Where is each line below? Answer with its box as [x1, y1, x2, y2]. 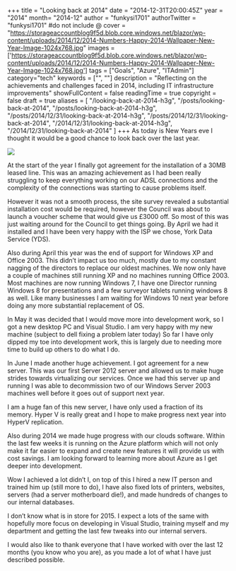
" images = [83, 44, 115, 52]
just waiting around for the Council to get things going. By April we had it [7, 220, 219, 228]
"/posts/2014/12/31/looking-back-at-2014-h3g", [7, 111, 146, 120]
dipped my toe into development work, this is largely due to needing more [7, 338, 223, 346]
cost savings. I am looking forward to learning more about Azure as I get [7, 454, 218, 463]
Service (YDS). [7, 235, 51, 243]
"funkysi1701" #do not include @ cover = [7, 21, 126, 29]
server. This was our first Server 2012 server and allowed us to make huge [7, 366, 224, 375]
